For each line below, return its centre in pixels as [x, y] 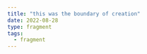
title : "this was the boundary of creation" [74, 14]
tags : [15, 33]
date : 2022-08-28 [33, 20]
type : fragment [30, 27]
